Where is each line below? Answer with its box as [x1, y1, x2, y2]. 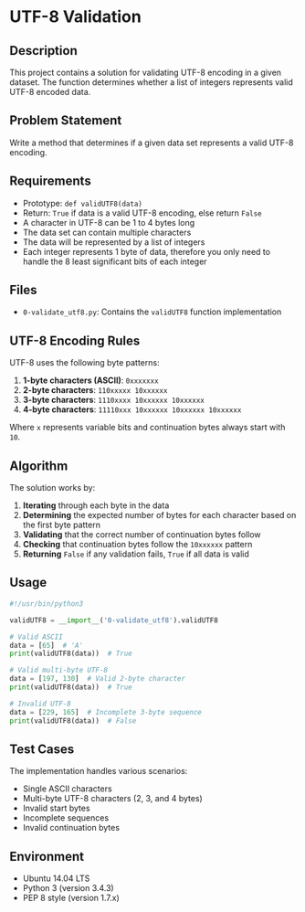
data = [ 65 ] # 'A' [9, 641, 84, 650]
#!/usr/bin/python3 [9, 599, 84, 609]
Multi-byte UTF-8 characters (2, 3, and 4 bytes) [22, 793, 203, 804]
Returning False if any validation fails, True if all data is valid [22, 548, 249, 559]
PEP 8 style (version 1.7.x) [22, 893, 121, 904]
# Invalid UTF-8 [9, 699, 71, 708]
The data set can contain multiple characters [22, 227, 192, 238]
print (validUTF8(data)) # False [9, 716, 137, 726]
